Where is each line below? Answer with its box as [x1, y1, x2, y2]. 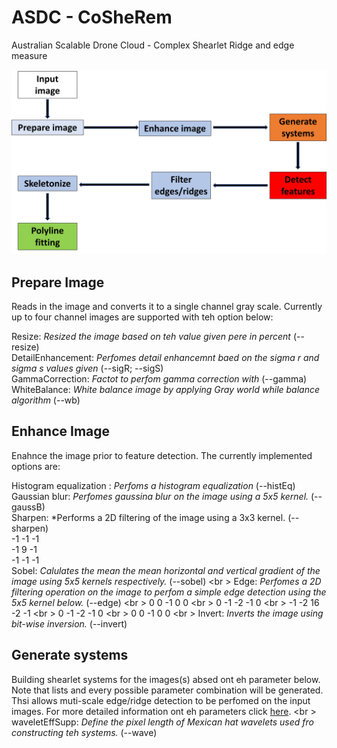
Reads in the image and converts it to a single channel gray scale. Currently [11, 301, 323, 313]
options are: [11, 460, 61, 472]
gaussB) [11, 501, 46, 513]
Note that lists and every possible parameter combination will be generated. [11, 684, 324, 696]
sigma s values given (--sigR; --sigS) [11, 362, 164, 375]
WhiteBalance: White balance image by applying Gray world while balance [11, 384, 321, 396]
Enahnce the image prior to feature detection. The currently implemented [11, 449, 313, 461]
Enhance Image [11, 423, 111, 440]
